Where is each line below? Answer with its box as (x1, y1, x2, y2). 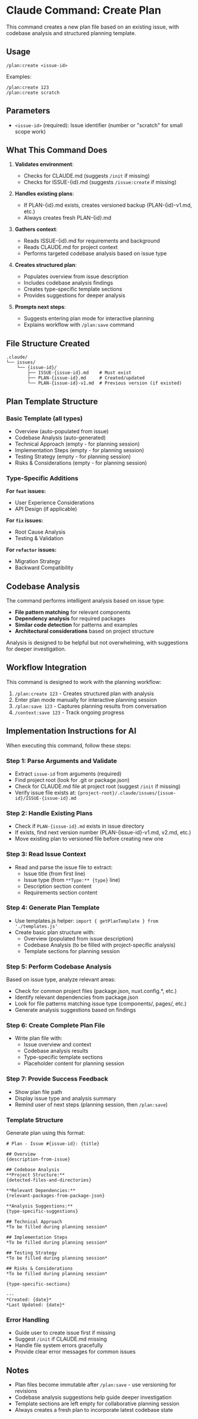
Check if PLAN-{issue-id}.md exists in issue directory (14, 822, 144, 830)
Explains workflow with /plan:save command (23, 321, 135, 329)
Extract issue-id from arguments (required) (14, 770, 122, 777)
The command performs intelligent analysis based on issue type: (6, 597, 165, 604)
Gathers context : (14, 226, 58, 233)
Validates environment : (14, 161, 74, 168)
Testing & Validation (14, 535, 64, 542)
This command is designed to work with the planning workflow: (6, 678, 162, 685)
